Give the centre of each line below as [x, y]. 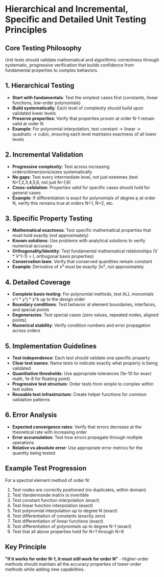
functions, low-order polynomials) [46, 103]
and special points [31, 310]
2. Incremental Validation [44, 155]
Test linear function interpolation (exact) [53, 505]
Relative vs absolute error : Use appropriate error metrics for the [77, 447]
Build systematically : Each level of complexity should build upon [78, 108]
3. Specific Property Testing [49, 219]
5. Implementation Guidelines [51, 346]
